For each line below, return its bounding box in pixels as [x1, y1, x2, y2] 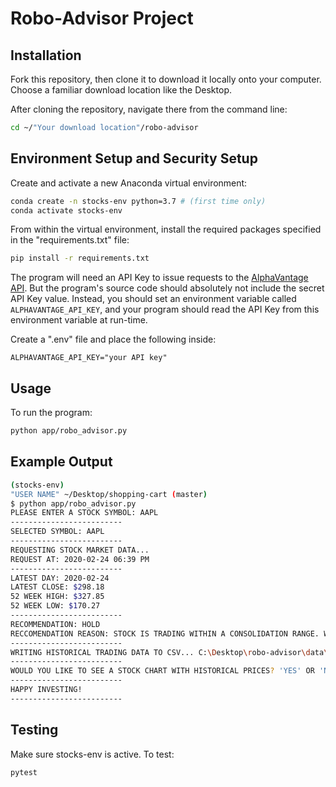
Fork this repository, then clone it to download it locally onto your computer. [10, 73, 322, 85]
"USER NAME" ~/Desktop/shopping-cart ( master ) [10, 489, 208, 499]
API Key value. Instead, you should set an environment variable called [10, 293, 297, 305]
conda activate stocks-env [10, 205, 123, 216]
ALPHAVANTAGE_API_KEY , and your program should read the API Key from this [10, 303, 320, 316]
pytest [10, 767, 38, 777]
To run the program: [10, 407, 93, 419]
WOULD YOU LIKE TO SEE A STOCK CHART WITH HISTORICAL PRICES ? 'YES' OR [10, 666, 315, 676]
